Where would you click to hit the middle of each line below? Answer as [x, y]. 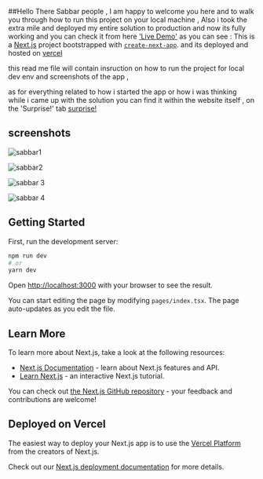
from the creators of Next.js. [54, 452]
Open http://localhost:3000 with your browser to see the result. [111, 285]
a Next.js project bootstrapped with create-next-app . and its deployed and [128, 45]
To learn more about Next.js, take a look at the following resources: [117, 353]
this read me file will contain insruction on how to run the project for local [126, 68]
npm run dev [27, 256]
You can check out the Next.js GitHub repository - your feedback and [121, 391]
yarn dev [22, 270]
